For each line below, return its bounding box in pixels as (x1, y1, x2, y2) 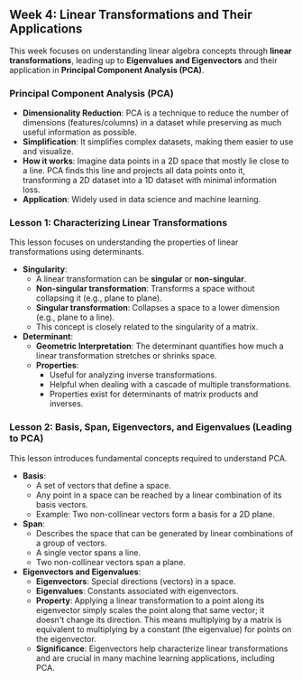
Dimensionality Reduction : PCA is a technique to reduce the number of (22, 107, 289, 118)
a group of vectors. (35, 537, 107, 548)
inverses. (49, 398, 84, 409)
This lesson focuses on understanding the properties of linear (9, 237, 239, 247)
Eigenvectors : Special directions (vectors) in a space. (35, 575, 236, 586)
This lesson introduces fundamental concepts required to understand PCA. (9, 452, 288, 463)
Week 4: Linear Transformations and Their (9, 7, 252, 23)
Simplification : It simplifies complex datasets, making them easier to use (22, 136, 294, 147)
